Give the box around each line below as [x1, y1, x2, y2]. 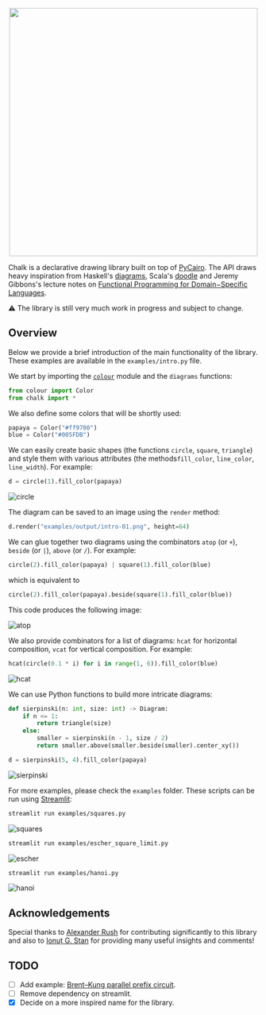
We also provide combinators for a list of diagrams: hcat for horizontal [8, 635, 237, 645]
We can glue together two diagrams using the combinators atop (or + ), [8, 537, 238, 547]
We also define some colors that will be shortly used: [8, 408, 182, 418]
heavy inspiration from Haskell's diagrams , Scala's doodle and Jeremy [8, 271, 239, 280]
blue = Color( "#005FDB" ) [8, 431, 91, 439]
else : [22, 727, 41, 735]
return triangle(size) [37, 720, 112, 727]
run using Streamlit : [8, 794, 73, 804]
